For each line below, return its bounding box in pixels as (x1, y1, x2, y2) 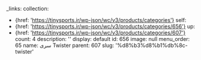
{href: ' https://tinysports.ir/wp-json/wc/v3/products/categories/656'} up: (14, 23, 196, 30)
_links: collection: (6, 5, 49, 12)
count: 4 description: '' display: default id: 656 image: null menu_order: (14, 36, 190, 42)
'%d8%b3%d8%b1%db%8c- (115, 42, 188, 49)
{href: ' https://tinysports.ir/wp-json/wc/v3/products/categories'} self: (14, 17, 187, 23)
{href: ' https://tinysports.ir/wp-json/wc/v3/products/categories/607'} (14, 29, 186, 36)
